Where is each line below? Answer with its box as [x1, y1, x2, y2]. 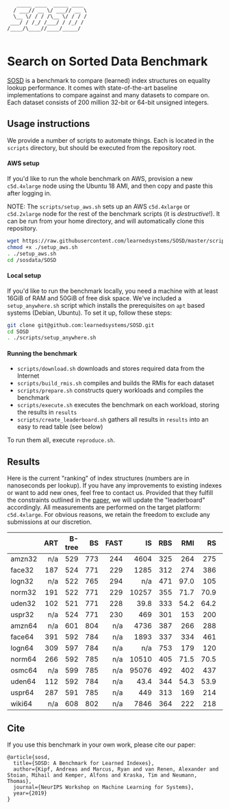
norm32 [10, 588, 37, 597]
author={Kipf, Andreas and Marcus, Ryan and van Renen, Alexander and [13, 766, 219, 773]
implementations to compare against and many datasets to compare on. [7, 90, 210, 99]
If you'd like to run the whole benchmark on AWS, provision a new [7, 174, 193, 182]
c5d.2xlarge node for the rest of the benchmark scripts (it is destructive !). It [7, 209, 220, 217]
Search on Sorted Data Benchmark [7, 53, 208, 69]
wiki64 [10, 699, 33, 709]
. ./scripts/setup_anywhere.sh [7, 335, 97, 341]
